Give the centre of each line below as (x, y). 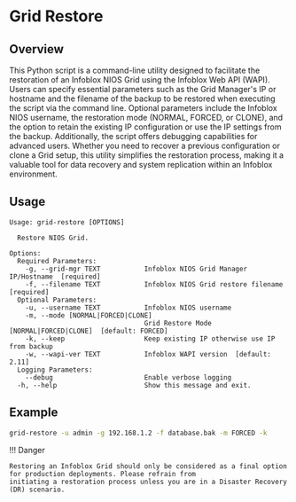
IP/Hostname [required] (55, 277)
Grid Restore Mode (178, 323)
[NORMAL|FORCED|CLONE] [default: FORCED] (89, 331)
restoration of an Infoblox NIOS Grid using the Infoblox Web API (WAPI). (140, 80)
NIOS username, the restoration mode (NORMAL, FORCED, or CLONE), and (146, 118)
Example (34, 413)
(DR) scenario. (37, 490)
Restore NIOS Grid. (53, 238)
